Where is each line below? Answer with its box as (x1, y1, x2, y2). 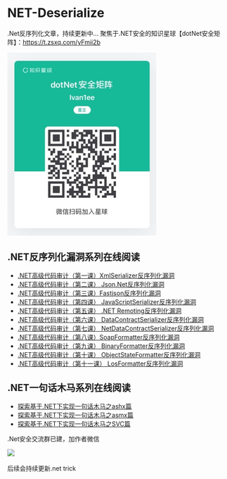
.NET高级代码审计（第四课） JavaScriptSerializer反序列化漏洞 (17, 297, 197, 306)
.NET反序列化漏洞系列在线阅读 (7, 251, 141, 263)
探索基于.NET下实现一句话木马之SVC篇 (17, 419, 131, 428)
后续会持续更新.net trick (7, 464, 77, 473)
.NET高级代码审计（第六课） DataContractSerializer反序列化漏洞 (17, 315, 204, 323)
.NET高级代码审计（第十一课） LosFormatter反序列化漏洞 (17, 359, 183, 368)
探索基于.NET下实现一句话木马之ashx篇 (17, 402, 132, 410)
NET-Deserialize (7, 5, 105, 21)
